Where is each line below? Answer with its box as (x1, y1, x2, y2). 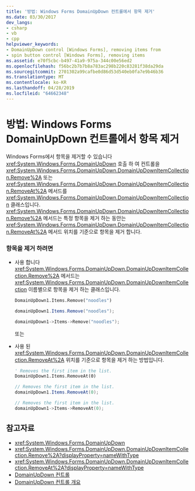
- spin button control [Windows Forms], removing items (6, 52, 145, 58)
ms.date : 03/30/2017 (6, 14, 57, 20)
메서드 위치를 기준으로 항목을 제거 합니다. (47, 228, 142, 235)
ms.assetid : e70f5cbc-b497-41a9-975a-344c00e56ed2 (6, 58, 132, 63)
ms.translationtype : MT (6, 74, 64, 80)
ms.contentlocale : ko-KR (6, 80, 67, 86)
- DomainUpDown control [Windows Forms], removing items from (6, 47, 161, 53)
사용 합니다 (14, 258, 40, 265)
